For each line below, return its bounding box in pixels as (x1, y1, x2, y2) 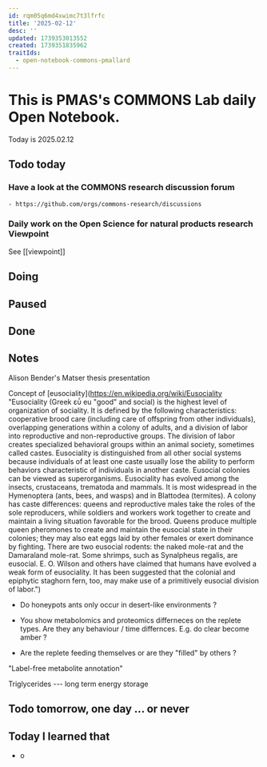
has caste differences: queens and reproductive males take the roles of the (8, 499, 256, 509)
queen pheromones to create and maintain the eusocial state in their (8, 524, 233, 534)
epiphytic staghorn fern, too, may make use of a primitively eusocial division (8, 575, 260, 585)
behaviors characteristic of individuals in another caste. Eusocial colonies (8, 465, 250, 474)
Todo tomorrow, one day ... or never (8, 702, 190, 716)
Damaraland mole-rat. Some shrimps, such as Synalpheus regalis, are (8, 550, 238, 559)
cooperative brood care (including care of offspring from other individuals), (8, 414, 256, 423)
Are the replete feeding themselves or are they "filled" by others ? (19, 648, 237, 657)
